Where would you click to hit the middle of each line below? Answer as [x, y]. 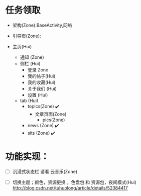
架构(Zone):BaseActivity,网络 [42, 25]
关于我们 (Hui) [42, 88]
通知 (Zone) [32, 57]
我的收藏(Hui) [41, 82]
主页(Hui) [22, 46]
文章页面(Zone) [51, 114]
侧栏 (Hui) [30, 63]
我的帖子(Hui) [41, 76]
